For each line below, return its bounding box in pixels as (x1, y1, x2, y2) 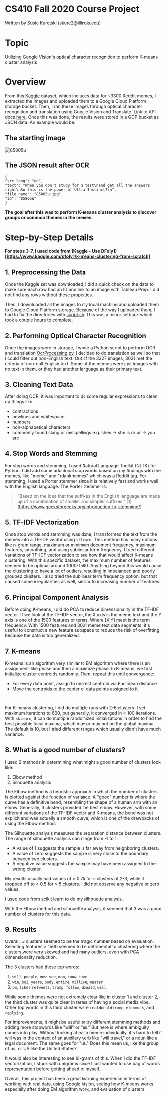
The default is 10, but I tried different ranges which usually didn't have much (5, 726, 161, 732)
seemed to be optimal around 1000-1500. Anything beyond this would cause (5, 563, 162, 569)
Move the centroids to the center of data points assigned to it (12, 686, 138, 692)
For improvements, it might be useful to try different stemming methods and (5, 1019, 161, 1025)
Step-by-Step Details (5, 232, 94, 243)
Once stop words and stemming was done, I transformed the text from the (5, 531, 157, 537)
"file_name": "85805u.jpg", (5, 192, 64, 197)
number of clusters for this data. (5, 911, 71, 917)
